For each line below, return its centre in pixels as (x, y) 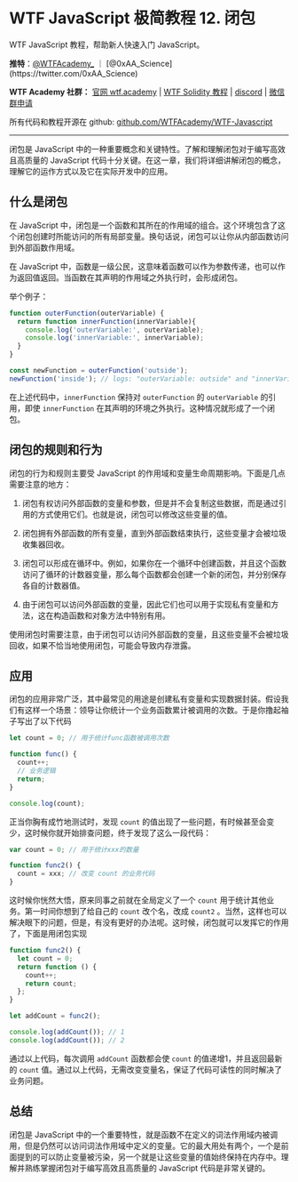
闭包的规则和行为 (56, 450)
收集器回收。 (45, 544)
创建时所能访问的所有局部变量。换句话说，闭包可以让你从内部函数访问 (161, 236)
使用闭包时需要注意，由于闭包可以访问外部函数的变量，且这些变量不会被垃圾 (149, 634)
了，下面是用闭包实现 (48, 933)
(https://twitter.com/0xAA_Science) (74, 73)
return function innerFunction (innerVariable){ (107, 321)
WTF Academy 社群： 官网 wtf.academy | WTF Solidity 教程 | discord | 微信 (147, 92)
